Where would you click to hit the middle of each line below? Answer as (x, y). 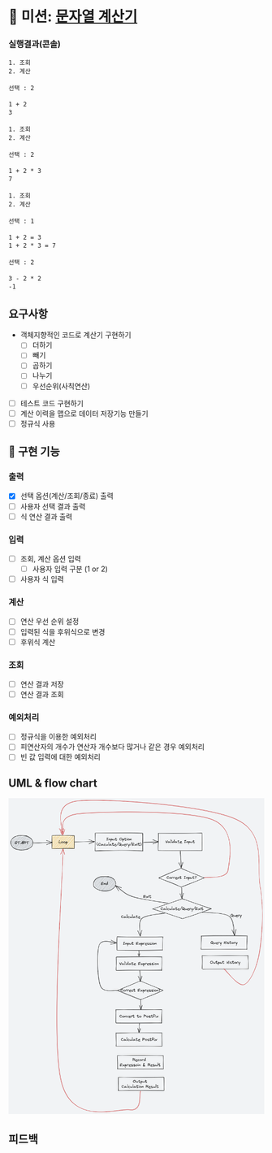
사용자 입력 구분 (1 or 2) (70, 569)
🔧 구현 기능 (35, 452)
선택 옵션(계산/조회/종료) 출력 (67, 496)
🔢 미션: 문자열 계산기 (73, 17)
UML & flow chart (53, 783)
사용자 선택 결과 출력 (53, 506)
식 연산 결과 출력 (46, 516)
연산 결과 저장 (42, 684)
